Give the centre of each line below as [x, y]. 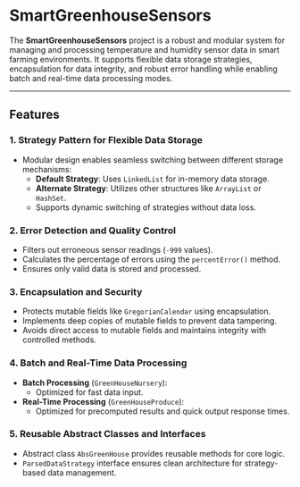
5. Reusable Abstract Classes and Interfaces [108, 434]
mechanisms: [47, 169]
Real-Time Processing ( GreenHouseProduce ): [103, 401]
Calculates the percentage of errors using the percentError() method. [151, 259]
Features [34, 115]
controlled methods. [59, 340]
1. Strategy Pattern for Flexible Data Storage [106, 140]
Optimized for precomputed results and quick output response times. [162, 411]
